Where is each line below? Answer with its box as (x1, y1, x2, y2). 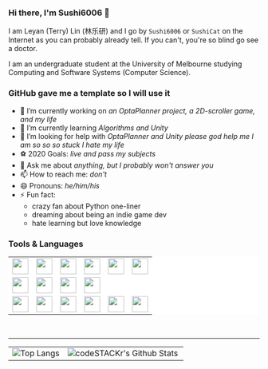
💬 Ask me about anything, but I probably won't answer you (19, 160, 214, 170)
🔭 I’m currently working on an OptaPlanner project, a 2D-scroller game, (19, 105, 255, 115)
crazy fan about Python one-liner (31, 201, 141, 211)
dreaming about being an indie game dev (31, 209, 167, 219)
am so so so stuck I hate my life (19, 140, 125, 149)
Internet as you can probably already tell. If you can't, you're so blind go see (8, 35, 259, 45)
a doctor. (8, 44, 38, 54)
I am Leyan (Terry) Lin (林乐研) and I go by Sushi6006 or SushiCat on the (8, 26, 243, 36)
